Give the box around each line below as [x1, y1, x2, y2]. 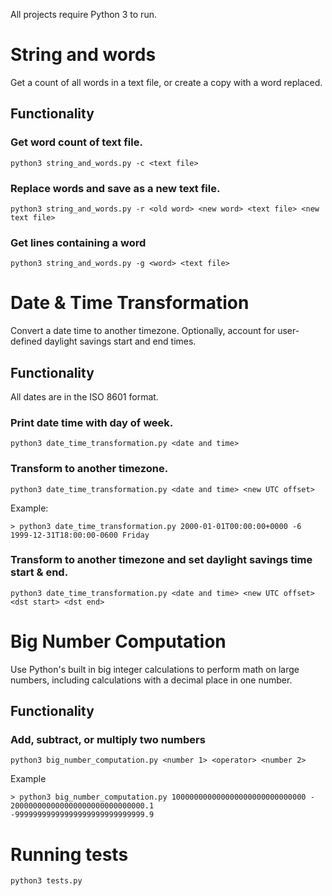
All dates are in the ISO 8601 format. [10, 390, 159, 403]
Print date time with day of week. [10, 415, 174, 429]
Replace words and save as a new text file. [10, 181, 221, 195]
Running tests [10, 843, 129, 866]
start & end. [10, 565, 69, 579]
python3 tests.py [10, 876, 83, 886]
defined [10, 335, 43, 348]
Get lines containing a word [10, 235, 147, 249]
